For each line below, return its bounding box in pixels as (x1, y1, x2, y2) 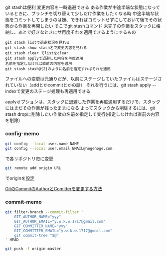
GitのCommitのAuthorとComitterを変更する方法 (5, 185, 102, 191)
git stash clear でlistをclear (5, 51, 69, 56)
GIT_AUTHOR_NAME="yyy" (14, 214, 61, 220)
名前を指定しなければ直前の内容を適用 (5, 61, 72, 66)
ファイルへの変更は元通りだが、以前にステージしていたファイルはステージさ (5, 76, 162, 82)
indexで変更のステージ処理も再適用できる (5, 88, 91, 94)
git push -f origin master (5, 247, 61, 252)
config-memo (5, 130, 39, 137)
